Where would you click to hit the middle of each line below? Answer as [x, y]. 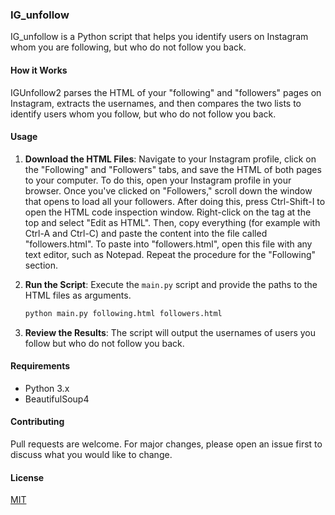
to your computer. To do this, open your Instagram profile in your [158, 180]
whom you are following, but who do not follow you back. [128, 47]
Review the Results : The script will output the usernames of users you [170, 332]
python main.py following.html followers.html [123, 313]
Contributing [37, 422]
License [27, 477]
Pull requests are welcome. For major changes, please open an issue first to [166, 444]
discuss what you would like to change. [91, 454]
